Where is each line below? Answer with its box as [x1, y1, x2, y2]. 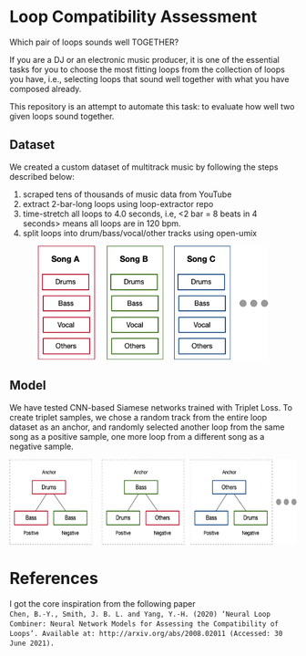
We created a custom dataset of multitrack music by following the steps [9, 161, 279, 172]
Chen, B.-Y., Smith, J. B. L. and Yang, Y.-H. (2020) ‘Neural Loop [9, 609, 271, 619]
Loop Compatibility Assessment [9, 6, 258, 27]
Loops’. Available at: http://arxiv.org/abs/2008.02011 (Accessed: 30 [9, 629, 283, 638]
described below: [9, 171, 75, 182]
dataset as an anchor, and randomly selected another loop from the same [9, 422, 285, 432]
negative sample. [9, 441, 75, 452]
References [9, 567, 98, 588]
